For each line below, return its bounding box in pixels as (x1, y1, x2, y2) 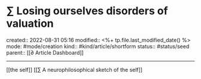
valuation (6, 17, 54, 30)
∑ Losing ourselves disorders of (6, 4, 169, 18)
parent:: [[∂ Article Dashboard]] (6, 49, 84, 56)
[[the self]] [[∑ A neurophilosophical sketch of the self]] (6, 66, 142, 73)
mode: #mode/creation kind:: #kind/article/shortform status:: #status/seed (6, 43, 190, 50)
